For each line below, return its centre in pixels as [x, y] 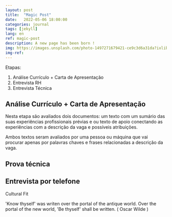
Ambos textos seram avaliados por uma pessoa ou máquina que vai [77, 137]
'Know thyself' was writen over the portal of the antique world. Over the [81, 203]
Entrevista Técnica [32, 88]
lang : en [15, 34]
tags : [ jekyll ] [21, 29]
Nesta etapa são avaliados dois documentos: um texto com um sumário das [85, 116]
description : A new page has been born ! [50, 43]
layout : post [19, 10]
